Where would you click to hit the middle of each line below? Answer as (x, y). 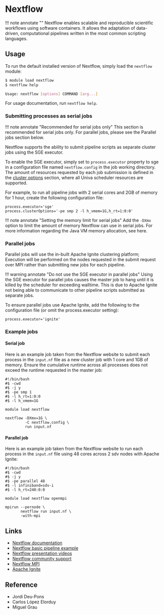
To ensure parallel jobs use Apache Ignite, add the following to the (72, 305)
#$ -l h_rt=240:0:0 (25, 490)
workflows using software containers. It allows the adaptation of (70, 28)
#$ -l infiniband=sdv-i (30, 485)
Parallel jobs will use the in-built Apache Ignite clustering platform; (72, 254)
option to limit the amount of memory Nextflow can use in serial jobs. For (79, 225)
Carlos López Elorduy (34, 602)
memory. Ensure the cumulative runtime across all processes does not (76, 365)
